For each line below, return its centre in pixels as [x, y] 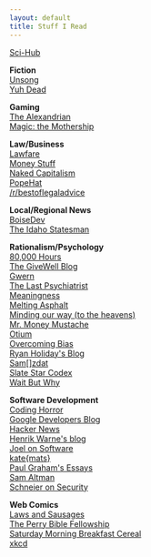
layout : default [40, 18]
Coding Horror [36, 410]
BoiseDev [27, 219]
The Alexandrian [40, 116]
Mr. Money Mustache [49, 324]
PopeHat [26, 182]
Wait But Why [35, 382]
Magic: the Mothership [52, 126]
